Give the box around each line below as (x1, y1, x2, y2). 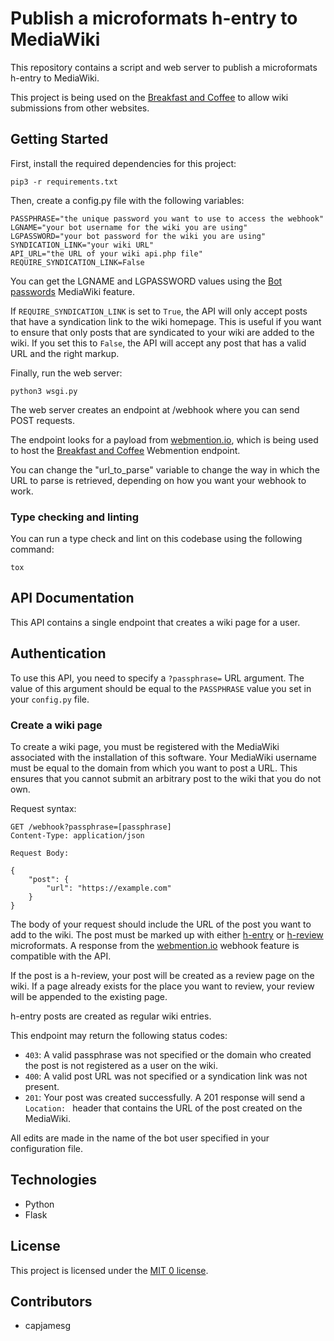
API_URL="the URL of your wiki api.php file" (10, 248, 203, 259)
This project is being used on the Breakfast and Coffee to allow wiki (10, 91, 289, 103)
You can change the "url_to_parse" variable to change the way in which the (10, 463, 320, 476)
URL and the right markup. (10, 347, 120, 359)
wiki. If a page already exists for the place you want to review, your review (10, 980, 315, 992)
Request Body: (10, 848, 70, 858)
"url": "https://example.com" (46, 883, 172, 893)
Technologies (10, 1172, 98, 1189)
